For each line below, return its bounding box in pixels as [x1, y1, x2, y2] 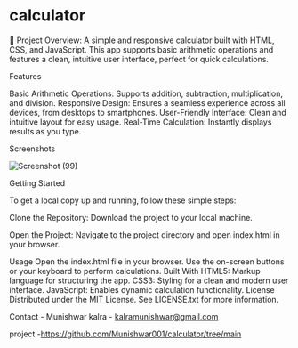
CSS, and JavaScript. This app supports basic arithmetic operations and [9, 44, 274, 54]
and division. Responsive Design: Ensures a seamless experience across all [9, 97, 286, 108]
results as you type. [9, 125, 82, 136]
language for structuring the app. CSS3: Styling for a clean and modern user [9, 275, 289, 286]
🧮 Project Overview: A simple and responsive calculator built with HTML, [9, 35, 275, 45]
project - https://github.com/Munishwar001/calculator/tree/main [9, 328, 242, 339]
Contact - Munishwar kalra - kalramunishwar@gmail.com [9, 311, 219, 321]
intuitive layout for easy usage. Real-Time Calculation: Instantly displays [9, 117, 272, 127]
